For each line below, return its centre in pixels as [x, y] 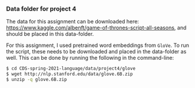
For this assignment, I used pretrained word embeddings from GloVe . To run [98, 45]
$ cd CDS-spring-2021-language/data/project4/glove [71, 69]
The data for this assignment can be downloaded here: [73, 22]
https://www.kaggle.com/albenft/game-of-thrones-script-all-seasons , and [96, 28]
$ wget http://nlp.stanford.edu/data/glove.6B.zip [70, 74]
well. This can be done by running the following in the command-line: [90, 58]
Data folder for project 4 [41, 9]
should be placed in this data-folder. [50, 34]
